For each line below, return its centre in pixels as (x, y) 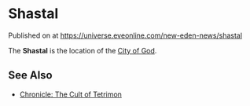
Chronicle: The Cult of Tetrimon (70, 94)
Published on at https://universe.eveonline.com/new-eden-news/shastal (125, 35)
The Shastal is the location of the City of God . (83, 50)
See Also (30, 75)
